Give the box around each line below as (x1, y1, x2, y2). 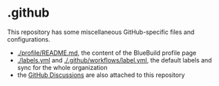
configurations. (7, 35, 50, 43)
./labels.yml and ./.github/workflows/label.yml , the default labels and (17, 55, 212, 64)
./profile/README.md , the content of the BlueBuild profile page (17, 49, 197, 57)
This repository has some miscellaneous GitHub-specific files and (7, 28, 195, 36)
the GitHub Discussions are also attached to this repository (17, 71, 185, 79)
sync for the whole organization (17, 63, 108, 71)
